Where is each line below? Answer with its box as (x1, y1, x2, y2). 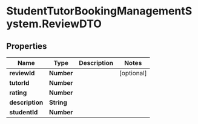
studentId (9, 108, 38, 116)
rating (9, 88, 27, 97)
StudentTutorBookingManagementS (6, 4, 193, 18)
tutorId (9, 79, 30, 87)
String (48, 98, 68, 107)
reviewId (9, 69, 35, 77)
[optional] (119, 69, 147, 77)
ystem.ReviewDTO (6, 17, 102, 31)
